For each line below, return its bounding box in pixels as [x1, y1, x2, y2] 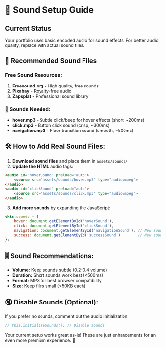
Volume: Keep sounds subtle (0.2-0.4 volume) [12, 267, 107, 273]
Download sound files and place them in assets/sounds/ [12, 158, 128, 164]
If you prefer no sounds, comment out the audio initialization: [5, 313, 129, 319]
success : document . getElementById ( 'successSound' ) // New [14, 232, 152, 238]
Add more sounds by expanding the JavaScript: [12, 205, 111, 211]
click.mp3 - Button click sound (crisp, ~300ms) [12, 122, 110, 128]
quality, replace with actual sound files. [5, 43, 85, 48]
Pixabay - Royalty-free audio [12, 88, 72, 94]
